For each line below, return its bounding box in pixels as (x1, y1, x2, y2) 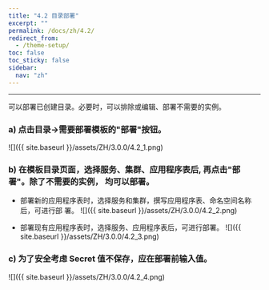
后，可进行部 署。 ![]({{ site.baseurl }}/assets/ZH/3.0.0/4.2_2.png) (19, 206, 238, 215)
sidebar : (8, 64, 38, 72)
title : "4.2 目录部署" (8, 11, 79, 20)
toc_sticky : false (8, 57, 70, 65)
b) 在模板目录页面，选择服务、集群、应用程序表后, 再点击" (8, 163, 232, 175)
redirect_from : (8, 34, 59, 42)
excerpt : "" (8, 19, 48, 27)
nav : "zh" (15, 71, 48, 79)
